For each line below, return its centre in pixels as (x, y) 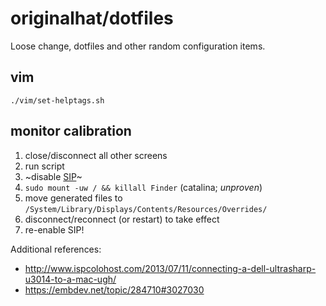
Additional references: (56, 249)
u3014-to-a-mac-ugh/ (70, 279)
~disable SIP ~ (53, 176)
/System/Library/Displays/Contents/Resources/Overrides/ (146, 209)
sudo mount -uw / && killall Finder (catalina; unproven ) (143, 187)
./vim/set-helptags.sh (57, 100)
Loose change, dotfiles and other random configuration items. (138, 46)
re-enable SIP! (54, 229)
